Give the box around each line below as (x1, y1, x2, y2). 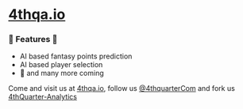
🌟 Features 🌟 (8, 34, 58, 45)
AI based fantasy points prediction (19, 51, 133, 61)
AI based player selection (19, 60, 103, 70)
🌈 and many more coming (19, 69, 105, 78)
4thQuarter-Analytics (8, 92, 78, 102)
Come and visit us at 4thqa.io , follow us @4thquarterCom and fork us (8, 84, 236, 93)
